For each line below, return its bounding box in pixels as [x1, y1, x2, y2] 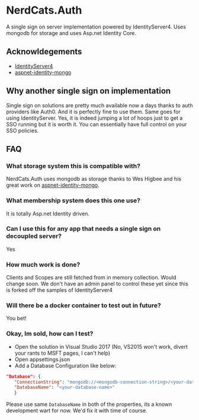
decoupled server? [6, 232, 62, 240]
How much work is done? [6, 260, 81, 269]
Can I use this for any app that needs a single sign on [6, 225, 161, 233]
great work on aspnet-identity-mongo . [6, 182, 99, 189]
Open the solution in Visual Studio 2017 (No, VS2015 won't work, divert [14, 343, 188, 350]
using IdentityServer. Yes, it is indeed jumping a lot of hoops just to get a [6, 114, 183, 122]
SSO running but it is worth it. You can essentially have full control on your [6, 120, 187, 128]
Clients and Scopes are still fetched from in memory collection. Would [6, 274, 176, 281]
